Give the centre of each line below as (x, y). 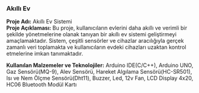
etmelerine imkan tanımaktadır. (45, 54)
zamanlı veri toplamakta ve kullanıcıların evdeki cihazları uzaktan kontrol (96, 47)
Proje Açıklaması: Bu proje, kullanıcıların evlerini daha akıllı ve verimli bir (97, 28)
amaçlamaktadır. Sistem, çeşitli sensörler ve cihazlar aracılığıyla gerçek (95, 41)
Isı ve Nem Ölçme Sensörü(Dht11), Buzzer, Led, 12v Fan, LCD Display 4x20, (100, 78)
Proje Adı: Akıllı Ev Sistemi (39, 22)
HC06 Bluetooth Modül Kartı (42, 85)
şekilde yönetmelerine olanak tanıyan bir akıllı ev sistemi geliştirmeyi (92, 34)
